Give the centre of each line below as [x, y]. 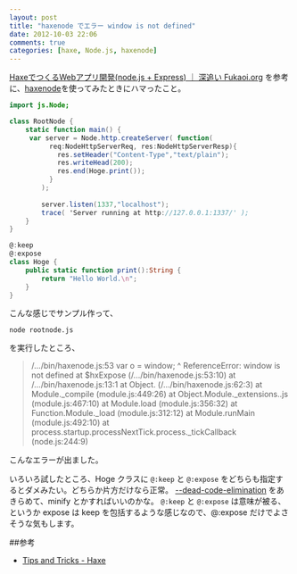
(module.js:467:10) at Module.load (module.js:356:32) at [134, 403]
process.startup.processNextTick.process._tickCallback [134, 432]
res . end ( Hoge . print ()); [101, 171]
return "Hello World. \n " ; [90, 279]
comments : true [37, 42]
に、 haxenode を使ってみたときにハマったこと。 [97, 88]
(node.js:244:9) [60, 442]
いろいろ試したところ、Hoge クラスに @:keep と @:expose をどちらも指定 [143, 479]
